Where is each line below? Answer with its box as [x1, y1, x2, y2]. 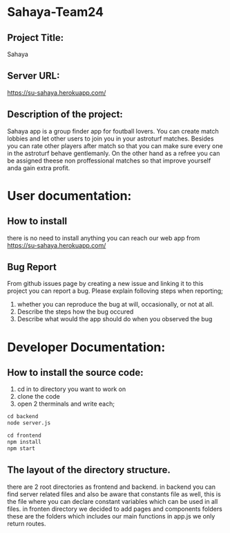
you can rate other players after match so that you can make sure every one [7, 141, 223, 150]
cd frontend [7, 432, 41, 440]
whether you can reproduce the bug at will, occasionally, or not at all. [17, 300, 214, 309]
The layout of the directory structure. [7, 464, 171, 476]
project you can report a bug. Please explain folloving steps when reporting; [7, 287, 223, 295]
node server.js [7, 419, 51, 426]
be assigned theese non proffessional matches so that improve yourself [7, 156, 211, 165]
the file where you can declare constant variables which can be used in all [7, 497, 218, 505]
